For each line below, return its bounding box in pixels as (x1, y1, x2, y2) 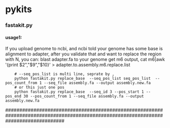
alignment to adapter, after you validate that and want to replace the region (5, 51, 162, 57)
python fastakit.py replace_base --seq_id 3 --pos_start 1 (14, 89, 144, 94)
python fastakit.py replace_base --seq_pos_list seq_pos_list (14, 76, 151, 81)
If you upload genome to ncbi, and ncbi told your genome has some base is (5, 46, 163, 52)
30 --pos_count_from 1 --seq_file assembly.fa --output (23, 94, 144, 99)
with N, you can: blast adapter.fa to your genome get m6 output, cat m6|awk (5, 56, 165, 62)
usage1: (5, 34, 22, 40)
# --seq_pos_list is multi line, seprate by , (14, 72, 115, 77)
